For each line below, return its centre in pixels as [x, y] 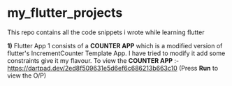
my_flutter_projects [65, 13]
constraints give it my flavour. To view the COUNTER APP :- [93, 60]
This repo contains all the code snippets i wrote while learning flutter [106, 32]
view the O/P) [27, 76]
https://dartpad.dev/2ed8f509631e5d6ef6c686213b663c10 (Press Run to [113, 68]
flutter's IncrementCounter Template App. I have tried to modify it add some [116, 53]
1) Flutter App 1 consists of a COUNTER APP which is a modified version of [115, 45]
